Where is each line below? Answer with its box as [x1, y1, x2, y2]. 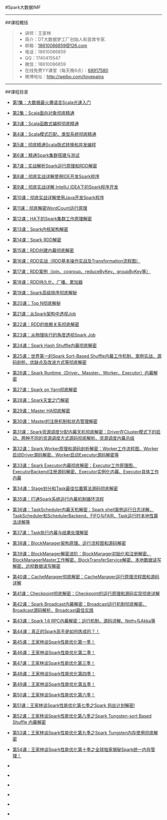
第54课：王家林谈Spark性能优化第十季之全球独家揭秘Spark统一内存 [12, 746, 151, 752]
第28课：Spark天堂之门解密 [12, 397, 70, 403]
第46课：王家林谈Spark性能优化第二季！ [12, 649, 96, 655]
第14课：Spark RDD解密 [12, 237, 62, 243]
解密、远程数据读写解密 [12, 563, 61, 569]
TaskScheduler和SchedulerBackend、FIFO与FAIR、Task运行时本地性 [12, 513, 154, 519]
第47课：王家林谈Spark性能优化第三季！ [12, 660, 95, 666]
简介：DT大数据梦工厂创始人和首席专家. [24, 36, 106, 42]
